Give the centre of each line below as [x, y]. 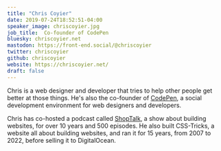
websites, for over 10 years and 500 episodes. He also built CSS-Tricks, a [111, 126]
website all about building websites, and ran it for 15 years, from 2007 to [109, 133]
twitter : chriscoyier [38, 52]
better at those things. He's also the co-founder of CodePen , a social [105, 97]
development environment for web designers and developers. [94, 105]
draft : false [26, 71]
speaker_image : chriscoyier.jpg [53, 26]
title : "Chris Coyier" [39, 13]
